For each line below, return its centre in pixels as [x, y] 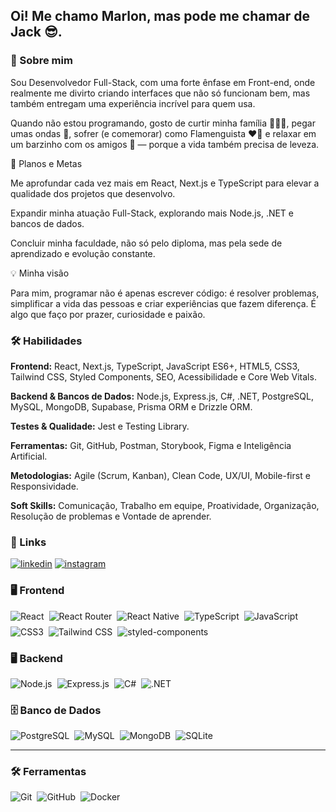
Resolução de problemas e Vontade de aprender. [111, 516]
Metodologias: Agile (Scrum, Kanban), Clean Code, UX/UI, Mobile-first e [160, 475]
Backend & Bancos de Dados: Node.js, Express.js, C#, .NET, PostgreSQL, [162, 396]
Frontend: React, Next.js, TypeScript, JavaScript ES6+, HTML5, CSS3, [155, 366]
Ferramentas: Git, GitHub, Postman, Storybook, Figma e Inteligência [151, 445]
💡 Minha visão [40, 273]
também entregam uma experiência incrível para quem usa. [133, 103]
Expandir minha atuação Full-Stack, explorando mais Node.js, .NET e [152, 213]
